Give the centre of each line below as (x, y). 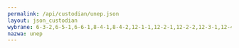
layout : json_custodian (43, 20)
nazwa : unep (25, 34)
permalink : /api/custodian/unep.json (63, 14)
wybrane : (20, 27)
